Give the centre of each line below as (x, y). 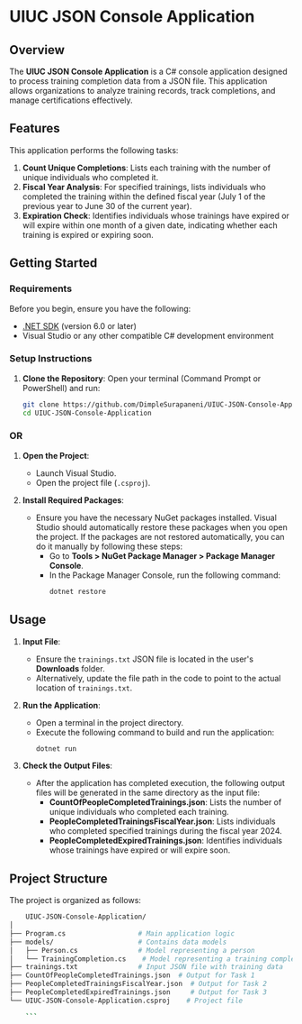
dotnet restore (77, 591)
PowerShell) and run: (61, 388)
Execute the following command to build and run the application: (155, 732)
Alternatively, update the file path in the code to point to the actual (158, 678)
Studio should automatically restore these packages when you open (161, 527)
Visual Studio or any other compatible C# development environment (148, 335)
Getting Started (53, 263)
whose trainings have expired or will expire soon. (140, 850)
